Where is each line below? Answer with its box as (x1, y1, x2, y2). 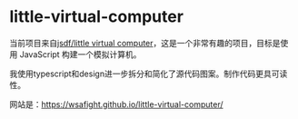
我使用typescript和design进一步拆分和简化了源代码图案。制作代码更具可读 (9, 68, 288, 79)
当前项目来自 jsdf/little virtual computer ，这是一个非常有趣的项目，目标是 (9, 37, 281, 48)
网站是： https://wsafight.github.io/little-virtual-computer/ (9, 98, 224, 110)
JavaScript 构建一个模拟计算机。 (19, 48, 143, 60)
